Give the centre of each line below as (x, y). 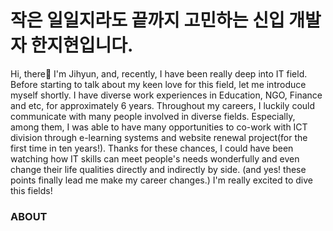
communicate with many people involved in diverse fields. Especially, (153, 116)
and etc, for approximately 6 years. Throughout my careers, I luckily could (163, 105)
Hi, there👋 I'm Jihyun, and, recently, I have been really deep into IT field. (159, 73)
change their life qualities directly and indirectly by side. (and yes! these (158, 169)
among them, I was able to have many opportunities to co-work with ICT (159, 127)
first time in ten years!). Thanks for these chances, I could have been (152, 148)
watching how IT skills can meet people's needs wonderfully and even (155, 158)
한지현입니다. (82, 45)
